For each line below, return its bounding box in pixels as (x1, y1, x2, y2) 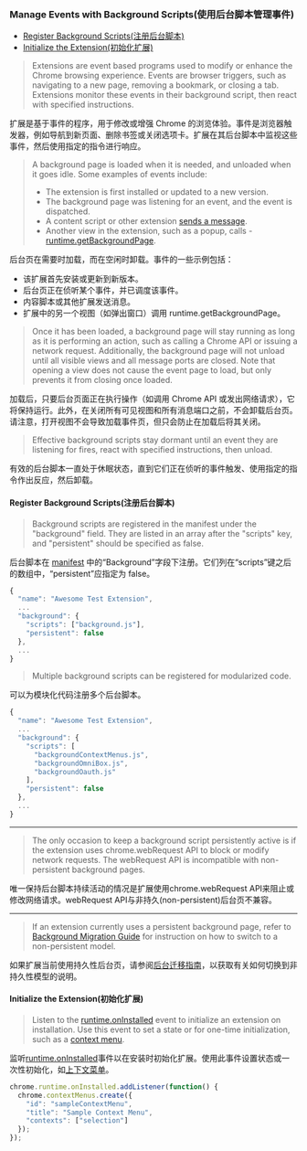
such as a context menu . (31, 1033, 125, 1044)
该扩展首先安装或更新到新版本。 (22, 273, 143, 284)
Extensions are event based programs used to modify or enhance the (31, 60, 293, 71)
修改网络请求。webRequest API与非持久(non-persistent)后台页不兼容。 (9, 894, 277, 905)
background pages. (71, 864, 146, 875)
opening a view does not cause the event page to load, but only (31, 365, 272, 376)
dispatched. (45, 206, 91, 217)
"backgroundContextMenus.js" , (33, 750, 149, 760)
